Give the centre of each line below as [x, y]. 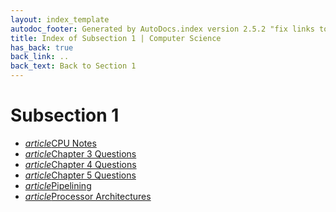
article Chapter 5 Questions [80, 175]
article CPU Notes [60, 143]
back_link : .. [40, 57]
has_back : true [42, 47]
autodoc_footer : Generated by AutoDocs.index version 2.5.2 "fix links [162, 29]
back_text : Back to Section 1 [73, 66]
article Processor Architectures [88, 196]
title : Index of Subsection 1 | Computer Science [116, 38]
